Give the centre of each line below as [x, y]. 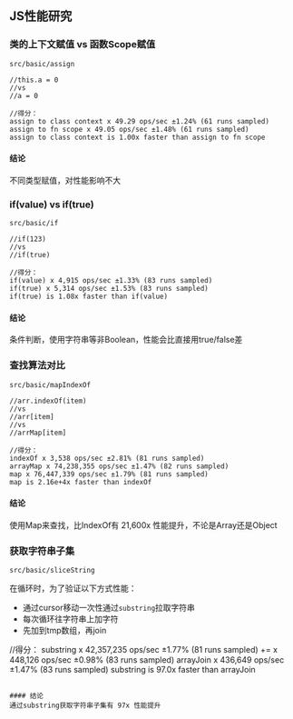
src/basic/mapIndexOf [50, 384]
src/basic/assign [42, 64]
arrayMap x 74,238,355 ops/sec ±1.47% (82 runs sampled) [119, 466]
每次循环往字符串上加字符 [70, 619]
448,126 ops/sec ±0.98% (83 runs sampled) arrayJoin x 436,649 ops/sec [147, 660]
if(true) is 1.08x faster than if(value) [89, 297]
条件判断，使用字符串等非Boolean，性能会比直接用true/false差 [126, 340]
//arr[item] [32, 416]
